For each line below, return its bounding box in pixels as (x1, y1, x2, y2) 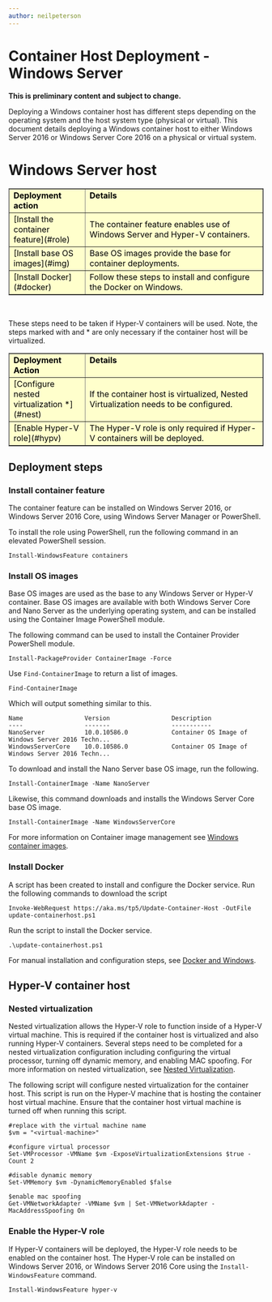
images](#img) (13, 257, 70, 268)
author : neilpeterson (8, 11, 82, 20)
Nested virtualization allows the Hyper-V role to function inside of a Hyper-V (8, 1021, 262, 1031)
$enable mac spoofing (8, 1193, 82, 1201)
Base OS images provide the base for (89, 247, 231, 259)
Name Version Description (8, 714, 212, 722)
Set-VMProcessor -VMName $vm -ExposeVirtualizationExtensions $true (8, 1150, 244, 1159)
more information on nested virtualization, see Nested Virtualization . (8, 1064, 236, 1074)
